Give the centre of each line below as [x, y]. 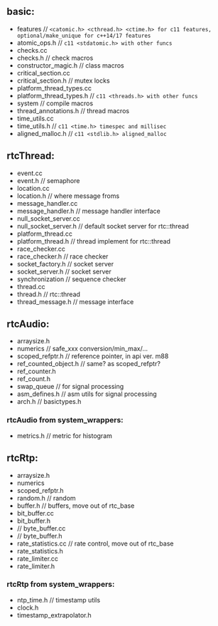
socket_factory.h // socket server [65, 264]
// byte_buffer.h [39, 536]
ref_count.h [34, 379]
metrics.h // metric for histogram [65, 435]
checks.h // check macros [55, 58]
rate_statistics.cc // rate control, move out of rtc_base [95, 543]
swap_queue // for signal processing [70, 387]
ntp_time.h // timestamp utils [59, 600]
